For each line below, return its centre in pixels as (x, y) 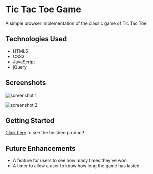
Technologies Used (36, 39)
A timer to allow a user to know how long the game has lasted (76, 166)
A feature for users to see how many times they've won (69, 161)
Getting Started (30, 120)
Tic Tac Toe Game (43, 9)
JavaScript (24, 62)
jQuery (19, 67)
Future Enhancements (41, 149)
